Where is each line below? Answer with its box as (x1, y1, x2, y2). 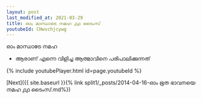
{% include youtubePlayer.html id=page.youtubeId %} (6, 67, 142, 75)
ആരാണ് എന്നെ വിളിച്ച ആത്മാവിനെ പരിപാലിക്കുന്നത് (15, 55, 151, 62)
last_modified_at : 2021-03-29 (6, 15, 84, 21)
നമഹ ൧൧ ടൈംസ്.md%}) (6, 86, 71, 94)
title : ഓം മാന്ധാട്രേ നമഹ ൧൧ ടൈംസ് (6, 20, 101, 26)
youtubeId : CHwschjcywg (6, 26, 67, 32)
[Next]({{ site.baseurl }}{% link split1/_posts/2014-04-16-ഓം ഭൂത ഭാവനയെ (6, 79, 196, 86)
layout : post (6, 9, 40, 15)
